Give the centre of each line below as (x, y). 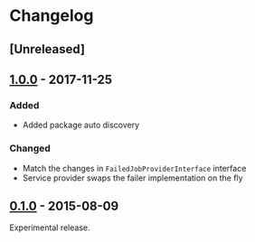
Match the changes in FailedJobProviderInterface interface (134, 168)
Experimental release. (50, 228)
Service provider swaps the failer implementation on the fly (132, 178)
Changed (30, 148)
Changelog (52, 16)
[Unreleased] (47, 49)
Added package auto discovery (81, 125)
